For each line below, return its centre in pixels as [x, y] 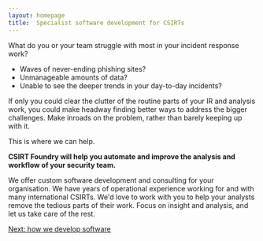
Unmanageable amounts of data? [74, 77]
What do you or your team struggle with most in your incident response [124, 45]
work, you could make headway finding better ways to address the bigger [128, 109]
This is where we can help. [52, 141]
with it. [19, 126]
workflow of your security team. [62, 165]
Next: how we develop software [60, 228]
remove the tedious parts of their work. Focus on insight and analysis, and [128, 205]
